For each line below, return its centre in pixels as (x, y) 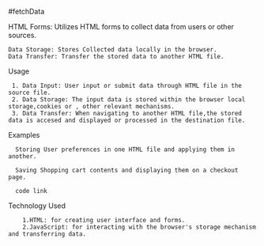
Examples (24, 135)
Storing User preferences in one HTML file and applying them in (125, 149)
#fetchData (26, 11)
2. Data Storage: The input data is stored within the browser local (128, 100)
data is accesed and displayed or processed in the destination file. (127, 120)
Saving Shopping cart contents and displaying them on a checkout (127, 170)
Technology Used (37, 206)
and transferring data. (47, 234)
